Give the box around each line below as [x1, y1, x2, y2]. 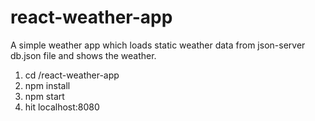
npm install [24, 79, 71, 91]
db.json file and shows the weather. [10, 49, 157, 61]
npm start [24, 90, 65, 102]
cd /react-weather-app [24, 69, 120, 81]
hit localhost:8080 [24, 101, 100, 113]
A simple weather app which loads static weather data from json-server [10, 39, 306, 51]
